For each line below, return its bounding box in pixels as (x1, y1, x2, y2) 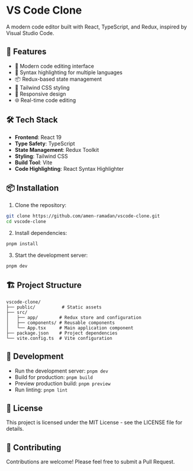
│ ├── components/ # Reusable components (6, 320, 115, 326)
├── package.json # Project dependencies (6, 330, 118, 336)
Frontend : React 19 (14, 133, 62, 141)
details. (6, 425, 24, 432)
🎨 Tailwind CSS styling (14, 84, 70, 91)
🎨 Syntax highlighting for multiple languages (14, 69, 123, 76)
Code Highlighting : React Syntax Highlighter (14, 165, 124, 172)
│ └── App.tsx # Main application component (6, 324, 134, 331)
